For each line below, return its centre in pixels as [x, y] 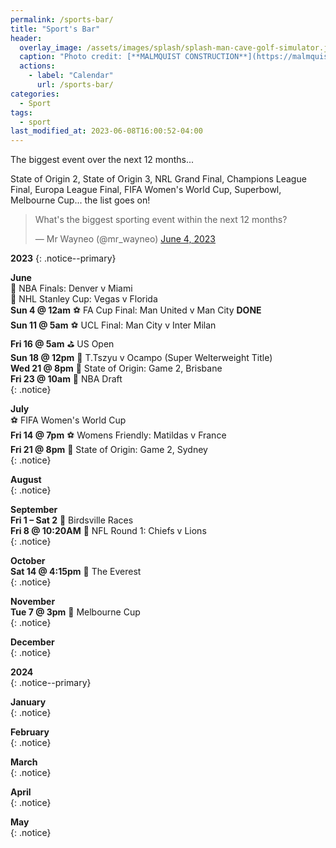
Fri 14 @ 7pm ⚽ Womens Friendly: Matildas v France [118, 435]
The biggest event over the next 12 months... [102, 160]
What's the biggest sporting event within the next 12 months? [161, 220]
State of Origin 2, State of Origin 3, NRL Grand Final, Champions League [158, 179]
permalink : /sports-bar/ [62, 19]
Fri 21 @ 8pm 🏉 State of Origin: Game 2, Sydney [109, 450]
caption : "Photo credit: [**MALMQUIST [100, 57]
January [28, 702]
